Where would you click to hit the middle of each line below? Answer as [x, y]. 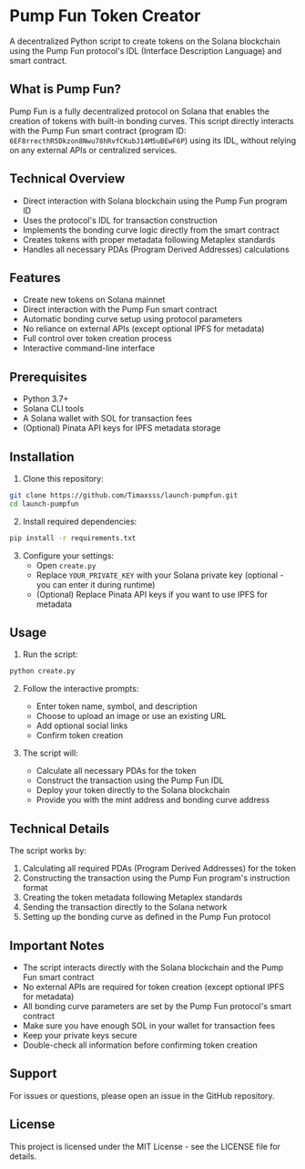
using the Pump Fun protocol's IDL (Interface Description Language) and [146, 50]
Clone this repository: [63, 479]
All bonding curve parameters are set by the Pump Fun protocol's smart [157, 1006]
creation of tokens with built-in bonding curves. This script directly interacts [152, 120]
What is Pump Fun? [65, 89]
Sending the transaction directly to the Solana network [125, 907]
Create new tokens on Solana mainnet [94, 300]
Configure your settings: [68, 555]
